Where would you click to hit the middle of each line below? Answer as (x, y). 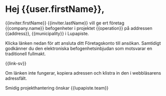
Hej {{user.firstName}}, (55, 9)
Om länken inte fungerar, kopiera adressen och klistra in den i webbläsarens (83, 73)
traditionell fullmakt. (25, 54)
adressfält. (16, 78)
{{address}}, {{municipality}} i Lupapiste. (47, 33)
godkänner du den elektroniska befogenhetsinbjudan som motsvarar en (79, 48)
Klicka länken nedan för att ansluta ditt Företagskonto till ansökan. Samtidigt (83, 43)
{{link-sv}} (16, 63)
